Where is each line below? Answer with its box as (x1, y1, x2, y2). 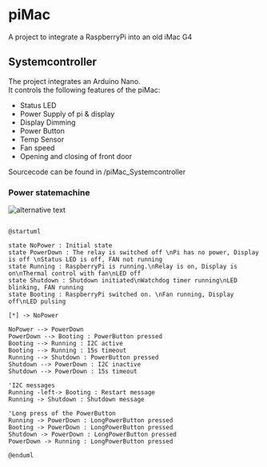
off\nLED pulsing (8, 297, 66, 305)
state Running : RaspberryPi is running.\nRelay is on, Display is (8, 262, 238, 271)
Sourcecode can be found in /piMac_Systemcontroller (8, 166, 186, 177)
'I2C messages (8, 381, 56, 389)
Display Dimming (19, 118, 76, 127)
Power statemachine (8, 186, 90, 198)
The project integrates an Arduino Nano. (8, 76, 141, 86)
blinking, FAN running (8, 284, 84, 292)
